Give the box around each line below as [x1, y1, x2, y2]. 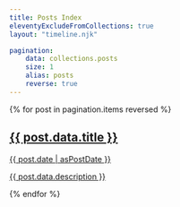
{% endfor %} [9, 188, 61, 199]
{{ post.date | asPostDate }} [9, 153, 112, 164]
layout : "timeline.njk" [9, 30, 99, 39]
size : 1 [25, 63, 54, 72]
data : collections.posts [25, 55, 118, 64]
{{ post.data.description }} [9, 171, 106, 182]
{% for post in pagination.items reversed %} [9, 104, 172, 115]
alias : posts [25, 71, 74, 81]
